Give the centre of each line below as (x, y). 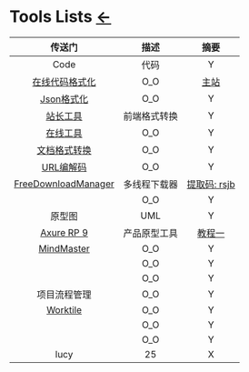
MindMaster (65, 248)
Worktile (65, 309)
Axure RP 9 (65, 232)
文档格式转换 (65, 150)
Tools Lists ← (60, 17)
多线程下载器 (151, 184)
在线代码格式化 (65, 82)
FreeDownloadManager (65, 184)
